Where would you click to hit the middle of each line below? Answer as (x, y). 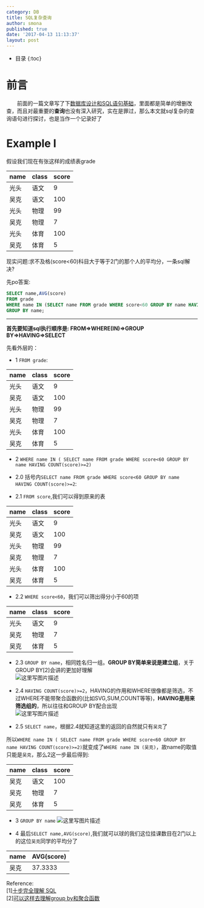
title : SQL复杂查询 (29, 18)
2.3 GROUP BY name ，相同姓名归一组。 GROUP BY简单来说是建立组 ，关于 (104, 662)
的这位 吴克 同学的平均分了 (46, 841)
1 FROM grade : (32, 360)
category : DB (23, 12)
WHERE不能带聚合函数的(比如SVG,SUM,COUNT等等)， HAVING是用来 (108, 698)
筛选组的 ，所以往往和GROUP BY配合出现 (66, 706)
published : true (27, 29)
